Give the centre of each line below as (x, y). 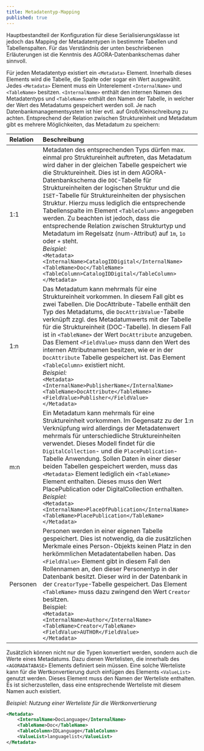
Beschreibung (63, 139)
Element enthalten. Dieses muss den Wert (102, 481)
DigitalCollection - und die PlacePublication (108, 451)
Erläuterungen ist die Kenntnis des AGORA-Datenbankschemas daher (93, 54)
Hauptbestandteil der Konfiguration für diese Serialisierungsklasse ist (93, 35)
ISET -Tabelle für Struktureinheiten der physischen (114, 195)
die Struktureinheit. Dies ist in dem (91, 172)
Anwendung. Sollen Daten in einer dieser (123, 458)
